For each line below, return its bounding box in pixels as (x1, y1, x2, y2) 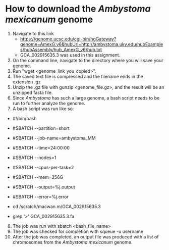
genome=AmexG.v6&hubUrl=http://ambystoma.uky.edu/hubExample (20, 41, 163, 47)
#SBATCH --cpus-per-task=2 (12, 164, 74, 170)
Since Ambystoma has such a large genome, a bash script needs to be (12, 94, 160, 101)
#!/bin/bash (12, 115, 37, 121)
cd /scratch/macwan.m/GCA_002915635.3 (12, 203, 101, 210)
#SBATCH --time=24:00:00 (12, 144, 70, 151)
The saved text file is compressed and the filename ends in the (12, 73, 144, 79)
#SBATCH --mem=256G (12, 174, 64, 180)
